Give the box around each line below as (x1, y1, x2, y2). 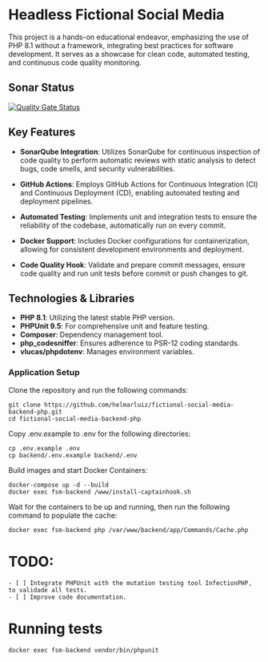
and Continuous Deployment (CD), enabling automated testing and (19, 188, 240, 197)
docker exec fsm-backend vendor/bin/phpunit (8, 646, 159, 654)
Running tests (8, 620, 103, 638)
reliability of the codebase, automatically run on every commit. (19, 220, 226, 230)
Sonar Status (8, 81, 74, 95)
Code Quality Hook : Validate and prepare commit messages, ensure (19, 260, 246, 269)
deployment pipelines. (19, 196, 94, 206)
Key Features (8, 126, 76, 139)
